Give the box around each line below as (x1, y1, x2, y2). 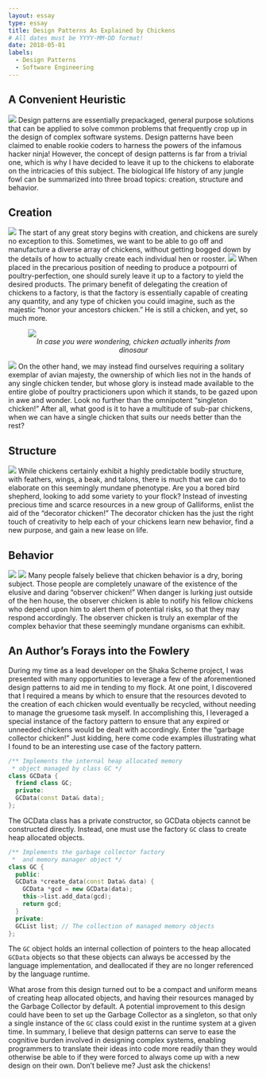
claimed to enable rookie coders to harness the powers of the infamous (8, 140, 242, 150)
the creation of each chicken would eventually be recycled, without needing (8, 699, 256, 709)
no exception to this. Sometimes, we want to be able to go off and (8, 236, 224, 246)
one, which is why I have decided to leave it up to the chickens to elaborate (8, 157, 254, 167)
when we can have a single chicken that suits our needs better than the (8, 412, 242, 422)
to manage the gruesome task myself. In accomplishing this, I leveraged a (8, 708, 249, 717)
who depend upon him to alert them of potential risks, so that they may (8, 604, 241, 614)
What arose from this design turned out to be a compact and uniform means (8, 985, 257, 994)
